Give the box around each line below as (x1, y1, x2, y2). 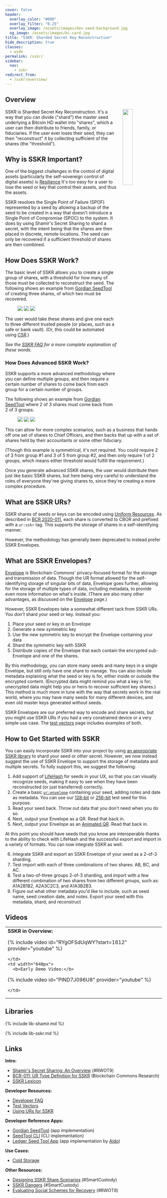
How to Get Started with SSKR (5, 734, 100, 743)
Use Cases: (5, 1148, 29, 1154)
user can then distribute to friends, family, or (5, 124, 96, 130)
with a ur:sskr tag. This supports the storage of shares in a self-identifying (5, 522, 159, 528)
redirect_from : (5, 72, 37, 77)
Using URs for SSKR (12, 1108, 54, 1114)
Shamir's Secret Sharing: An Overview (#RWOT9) (12, 1068, 114, 1074)
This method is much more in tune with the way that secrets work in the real (5, 689, 161, 695)
